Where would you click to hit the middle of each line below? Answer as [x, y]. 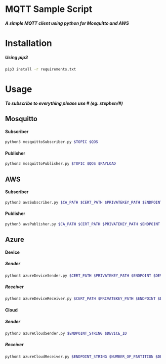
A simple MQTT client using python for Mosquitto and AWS [67, 23]
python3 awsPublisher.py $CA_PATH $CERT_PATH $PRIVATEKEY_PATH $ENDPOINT [83, 224]
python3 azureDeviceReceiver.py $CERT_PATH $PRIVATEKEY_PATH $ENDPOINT [80, 299]
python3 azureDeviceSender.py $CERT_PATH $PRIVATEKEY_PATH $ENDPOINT [78, 276]
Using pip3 [17, 57]
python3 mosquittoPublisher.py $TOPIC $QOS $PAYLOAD [61, 164]
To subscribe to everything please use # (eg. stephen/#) [64, 103]
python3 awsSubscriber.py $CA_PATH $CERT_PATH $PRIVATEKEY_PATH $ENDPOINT [84, 202]
